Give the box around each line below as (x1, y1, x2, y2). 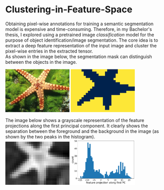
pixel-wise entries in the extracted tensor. (5, 48, 93, 54)
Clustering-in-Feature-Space (5, 4, 133, 15)
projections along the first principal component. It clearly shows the (5, 123, 148, 129)
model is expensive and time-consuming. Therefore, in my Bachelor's (5, 26, 152, 32)
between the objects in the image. (5, 59, 77, 65)
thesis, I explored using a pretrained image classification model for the (5, 31, 155, 38)
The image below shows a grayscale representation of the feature (5, 117, 145, 124)
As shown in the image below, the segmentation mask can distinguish (5, 53, 152, 60)
